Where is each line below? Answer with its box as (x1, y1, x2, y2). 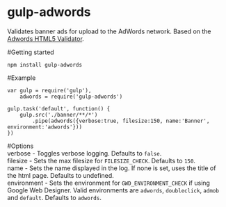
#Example (7, 74, 36, 82)
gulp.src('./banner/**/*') (19, 111, 98, 118)
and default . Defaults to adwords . (7, 193, 102, 201)
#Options (7, 142, 34, 150)
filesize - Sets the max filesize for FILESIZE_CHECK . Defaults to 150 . (7, 156, 196, 165)
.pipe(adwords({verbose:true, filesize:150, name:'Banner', (32, 117, 210, 124)
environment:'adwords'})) (7, 123, 82, 131)
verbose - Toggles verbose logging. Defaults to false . (7, 149, 162, 157)
